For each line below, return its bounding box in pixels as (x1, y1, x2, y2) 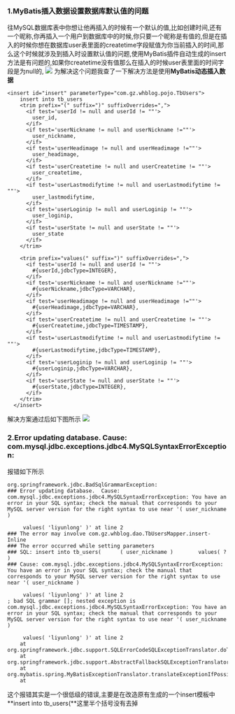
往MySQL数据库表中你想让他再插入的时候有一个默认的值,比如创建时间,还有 (7, 23, 222, 32)
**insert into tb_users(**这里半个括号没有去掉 (7, 699, 138, 707)
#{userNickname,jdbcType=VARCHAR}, (32, 285, 136, 293)
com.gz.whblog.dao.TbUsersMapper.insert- (88, 530, 211, 537)
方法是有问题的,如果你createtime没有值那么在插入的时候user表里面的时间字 (7, 58, 225, 67)
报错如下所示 (7, 467, 44, 476)
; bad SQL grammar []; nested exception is (7, 597, 136, 604)
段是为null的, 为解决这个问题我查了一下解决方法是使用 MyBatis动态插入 (7, 67, 220, 76)
